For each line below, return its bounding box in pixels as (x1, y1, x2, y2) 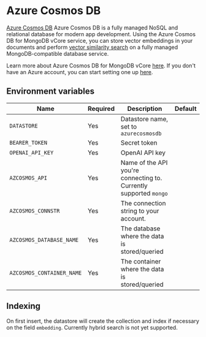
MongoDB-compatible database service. (6, 50, 109, 57)
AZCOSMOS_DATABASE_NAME (9, 237, 79, 243)
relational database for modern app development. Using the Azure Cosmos (6, 30, 196, 37)
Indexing (6, 301, 41, 311)
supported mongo (120, 189, 169, 197)
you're (120, 166, 139, 175)
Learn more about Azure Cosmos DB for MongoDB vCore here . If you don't (6, 62, 196, 69)
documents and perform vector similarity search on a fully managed (6, 44, 178, 51)
